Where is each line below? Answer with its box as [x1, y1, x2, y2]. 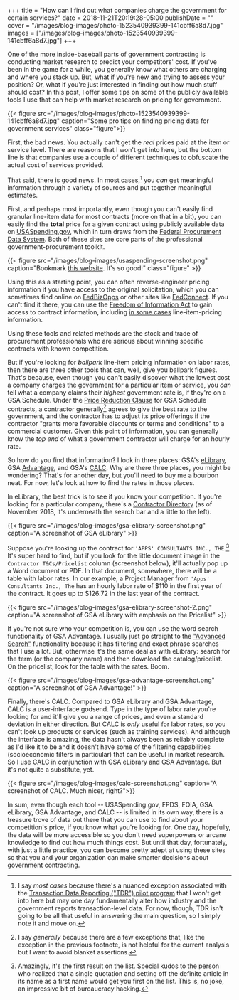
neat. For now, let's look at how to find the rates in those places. [7, 479, 195, 487]
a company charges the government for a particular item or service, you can [7, 381, 231, 389]
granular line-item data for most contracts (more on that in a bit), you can [7, 212, 222, 220]
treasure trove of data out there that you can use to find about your [7, 815, 204, 824]
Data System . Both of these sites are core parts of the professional [7, 235, 203, 243]
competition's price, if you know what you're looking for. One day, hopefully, [7, 823, 231, 831]
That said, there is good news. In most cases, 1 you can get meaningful [7, 174, 213, 184]
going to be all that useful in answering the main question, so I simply [17, 911, 221, 920]
